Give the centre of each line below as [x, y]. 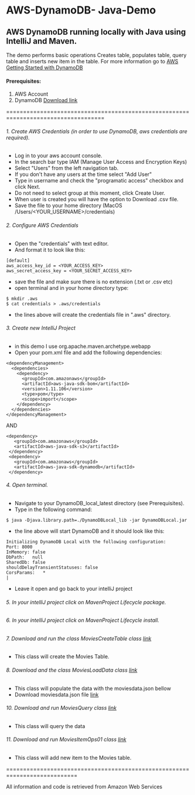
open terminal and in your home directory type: [71, 287]
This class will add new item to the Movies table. [73, 758]
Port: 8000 [19, 547]
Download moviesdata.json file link [57, 694]
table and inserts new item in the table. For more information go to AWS [92, 61]
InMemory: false [26, 552]
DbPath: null [25, 557]
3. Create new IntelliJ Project [41, 328]
